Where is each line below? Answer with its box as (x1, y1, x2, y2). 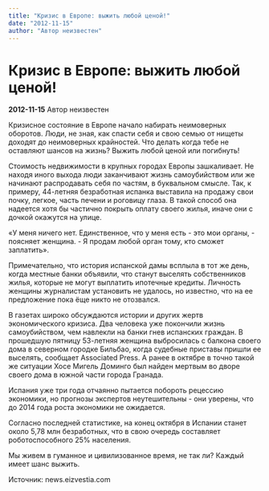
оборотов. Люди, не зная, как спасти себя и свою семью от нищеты (8, 129, 243, 139)
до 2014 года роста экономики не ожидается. (8, 403, 166, 412)
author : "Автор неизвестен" (8, 26, 103, 34)
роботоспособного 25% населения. (8, 435, 131, 445)
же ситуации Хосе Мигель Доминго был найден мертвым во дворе (8, 362, 241, 371)
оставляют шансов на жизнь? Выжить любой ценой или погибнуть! (8, 146, 240, 156)
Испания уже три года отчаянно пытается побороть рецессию (8, 386, 224, 396)
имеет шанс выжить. (8, 459, 80, 469)
